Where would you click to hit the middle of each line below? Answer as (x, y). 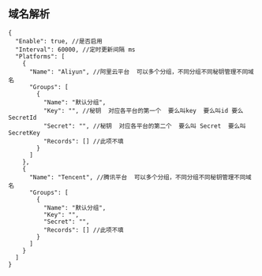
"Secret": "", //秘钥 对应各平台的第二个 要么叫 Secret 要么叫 (144, 126)
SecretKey (24, 132)
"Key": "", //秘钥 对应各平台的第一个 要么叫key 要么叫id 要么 (143, 110)
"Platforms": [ (40, 56)
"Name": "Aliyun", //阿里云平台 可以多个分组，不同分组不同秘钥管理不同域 (141, 72)
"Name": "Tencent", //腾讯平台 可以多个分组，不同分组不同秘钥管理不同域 (140, 177)
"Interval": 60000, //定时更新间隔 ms (75, 50)
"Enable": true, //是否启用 (59, 41)
